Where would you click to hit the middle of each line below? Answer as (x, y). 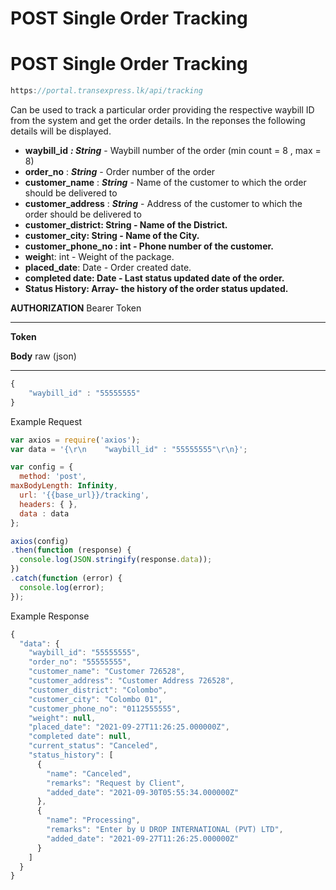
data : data (44, 513)
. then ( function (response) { (71, 550)
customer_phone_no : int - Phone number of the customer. (149, 246)
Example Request (46, 421)
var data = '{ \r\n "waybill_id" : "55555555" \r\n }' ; (129, 449)
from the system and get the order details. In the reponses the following (158, 120)
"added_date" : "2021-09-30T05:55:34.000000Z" (143, 792)
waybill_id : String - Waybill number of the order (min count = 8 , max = (173, 150)
